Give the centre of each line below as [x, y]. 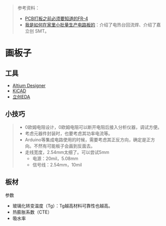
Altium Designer [29, 85]
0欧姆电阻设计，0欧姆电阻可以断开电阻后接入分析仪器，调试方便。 [93, 127]
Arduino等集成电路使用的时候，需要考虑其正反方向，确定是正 [88, 139]
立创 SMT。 [37, 31]
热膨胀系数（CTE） [32, 212]
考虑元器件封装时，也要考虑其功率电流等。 [69, 133]
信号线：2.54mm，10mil [57, 164]
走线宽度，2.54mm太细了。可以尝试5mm [67, 152]
